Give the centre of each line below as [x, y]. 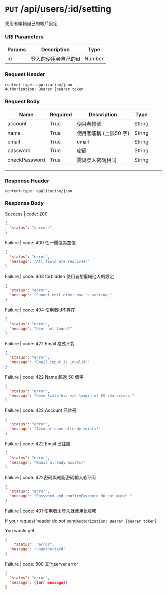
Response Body [24, 203]
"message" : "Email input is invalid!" [50, 362]
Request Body [22, 102]
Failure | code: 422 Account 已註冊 [41, 410]
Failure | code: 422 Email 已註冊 [38, 444]
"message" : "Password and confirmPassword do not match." [71, 496]
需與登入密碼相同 [96, 160]
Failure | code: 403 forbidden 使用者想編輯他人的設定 [60, 276]
